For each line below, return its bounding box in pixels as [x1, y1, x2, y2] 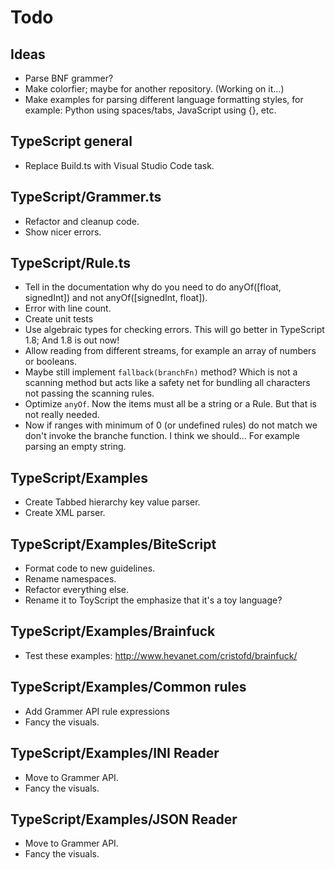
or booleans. [24, 356, 78, 368]
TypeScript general [10, 133, 133, 150]
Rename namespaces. [24, 573, 117, 585]
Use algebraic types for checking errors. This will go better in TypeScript [24, 324, 325, 336]
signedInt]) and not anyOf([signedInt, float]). [24, 292, 208, 304]
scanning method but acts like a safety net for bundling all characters [24, 377, 311, 389]
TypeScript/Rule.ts [10, 255, 131, 272]
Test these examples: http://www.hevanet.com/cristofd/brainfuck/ [24, 649, 298, 661]
